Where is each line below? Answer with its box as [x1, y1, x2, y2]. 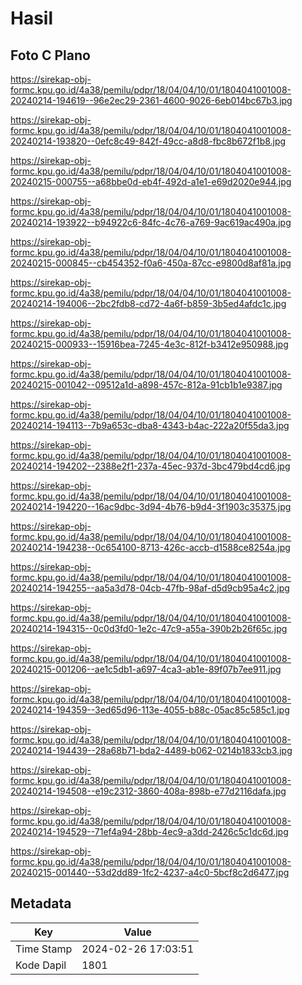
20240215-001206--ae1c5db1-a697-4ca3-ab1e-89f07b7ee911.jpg [10, 663, 282, 675]
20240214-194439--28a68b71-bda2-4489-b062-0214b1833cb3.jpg [10, 745, 293, 756]
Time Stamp [15, 942, 73, 956]
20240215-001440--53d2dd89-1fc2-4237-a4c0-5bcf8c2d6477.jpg [10, 867, 290, 878]
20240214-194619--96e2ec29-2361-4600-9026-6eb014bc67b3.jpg [10, 95, 293, 106]
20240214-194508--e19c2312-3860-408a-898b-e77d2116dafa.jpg [10, 785, 287, 797]
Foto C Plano [10, 47, 91, 64]
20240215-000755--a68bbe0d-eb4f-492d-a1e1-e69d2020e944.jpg [10, 176, 292, 187]
